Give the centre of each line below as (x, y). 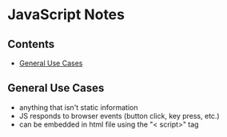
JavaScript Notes (66, 15)
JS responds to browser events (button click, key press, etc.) (119, 115)
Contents (31, 44)
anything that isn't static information (78, 107)
